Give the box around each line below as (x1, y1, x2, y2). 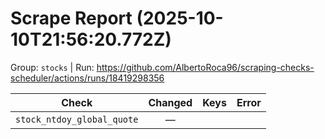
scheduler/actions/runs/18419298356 (10, 72, 165, 84)
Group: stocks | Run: (10, 61, 95, 73)
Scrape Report (10, 7, 133, 30)
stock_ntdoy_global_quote (15, 113, 139, 125)
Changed (148, 95, 193, 109)
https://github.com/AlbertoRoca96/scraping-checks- (96, 61, 315, 73)
